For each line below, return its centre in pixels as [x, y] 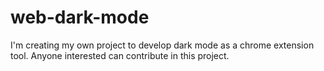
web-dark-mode [80, 17]
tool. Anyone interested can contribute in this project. [120, 55]
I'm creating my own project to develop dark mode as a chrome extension [162, 45]
